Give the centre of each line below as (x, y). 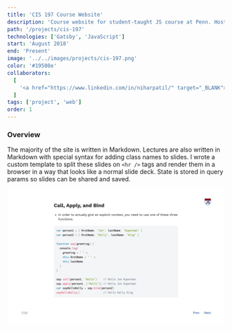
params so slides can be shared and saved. (69, 179)
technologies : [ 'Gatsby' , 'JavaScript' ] (66, 37)
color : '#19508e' (32, 66)
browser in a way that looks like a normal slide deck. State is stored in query (115, 172)
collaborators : (29, 73)
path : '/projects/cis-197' (46, 29)
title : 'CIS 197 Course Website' (55, 15)
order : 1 (20, 110)
